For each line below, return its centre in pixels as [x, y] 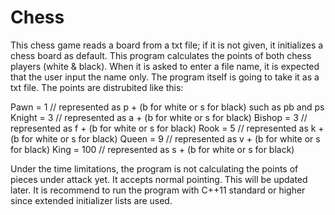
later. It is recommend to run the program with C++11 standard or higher [158, 190]
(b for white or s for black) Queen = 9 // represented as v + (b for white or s [165, 138]
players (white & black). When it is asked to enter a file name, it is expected [165, 66]
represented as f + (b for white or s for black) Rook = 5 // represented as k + [167, 128]
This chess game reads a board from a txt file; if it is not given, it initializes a [167, 45]
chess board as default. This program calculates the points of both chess [161, 55]
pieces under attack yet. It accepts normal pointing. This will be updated [159, 179]
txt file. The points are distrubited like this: [97, 87]
